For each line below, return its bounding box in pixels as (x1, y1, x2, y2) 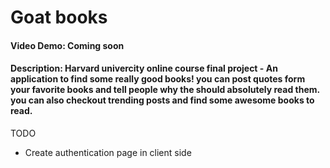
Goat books (10, 6, 108, 29)
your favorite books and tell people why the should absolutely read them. (10, 84, 320, 96)
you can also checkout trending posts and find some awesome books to (10, 94, 315, 106)
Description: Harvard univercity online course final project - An (10, 62, 278, 75)
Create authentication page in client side (24, 146, 192, 158)
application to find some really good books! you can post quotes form (10, 73, 306, 85)
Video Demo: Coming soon (10, 39, 125, 51)
